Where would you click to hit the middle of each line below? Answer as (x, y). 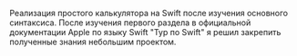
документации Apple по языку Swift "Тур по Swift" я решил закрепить (145, 32)
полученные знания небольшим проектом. (93, 42)
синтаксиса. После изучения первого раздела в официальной (130, 23)
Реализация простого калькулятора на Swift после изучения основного (149, 13)
